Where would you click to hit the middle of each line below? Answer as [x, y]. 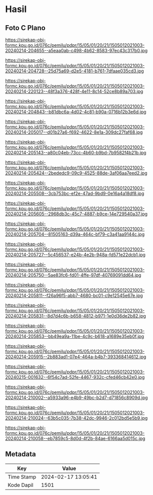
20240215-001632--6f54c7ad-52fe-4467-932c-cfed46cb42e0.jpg [75, 377]
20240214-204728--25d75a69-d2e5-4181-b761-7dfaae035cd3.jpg [74, 71]
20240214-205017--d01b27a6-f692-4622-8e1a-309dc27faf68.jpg [74, 132]
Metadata [21, 454]
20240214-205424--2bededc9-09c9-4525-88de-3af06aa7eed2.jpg [76, 173]
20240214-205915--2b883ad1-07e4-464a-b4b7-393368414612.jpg [76, 357]
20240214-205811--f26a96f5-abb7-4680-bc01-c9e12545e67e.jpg [74, 295]
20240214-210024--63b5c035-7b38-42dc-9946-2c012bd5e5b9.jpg [76, 418]
